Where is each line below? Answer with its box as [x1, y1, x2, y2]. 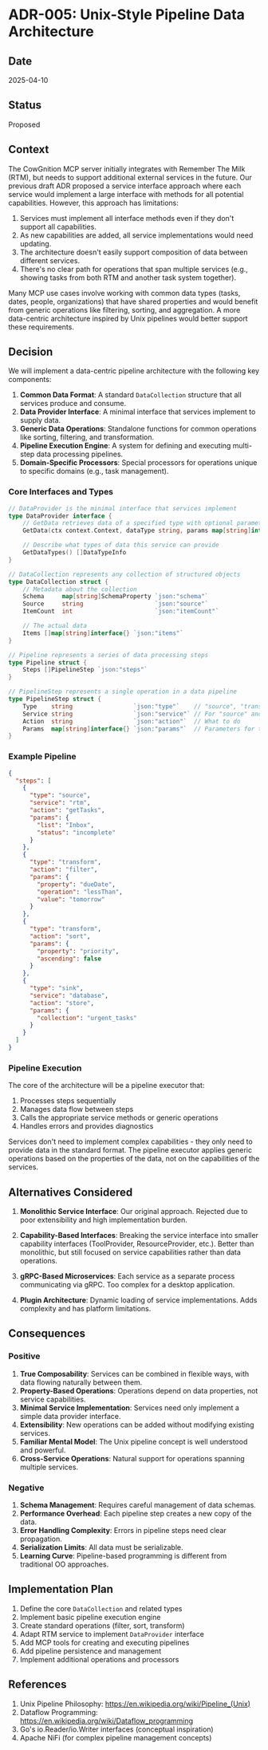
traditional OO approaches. [19, 1559, 109, 1569]
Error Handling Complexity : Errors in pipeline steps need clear [19, 1526, 227, 1535]
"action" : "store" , [29, 999, 94, 1007]
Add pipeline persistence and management [19, 1646, 162, 1656]
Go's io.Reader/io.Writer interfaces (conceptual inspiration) [19, 1724, 214, 1734]
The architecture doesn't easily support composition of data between [19, 247, 248, 257]
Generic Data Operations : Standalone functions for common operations [19, 424, 257, 434]
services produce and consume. [19, 399, 126, 408]
